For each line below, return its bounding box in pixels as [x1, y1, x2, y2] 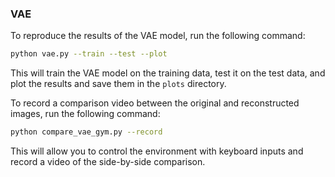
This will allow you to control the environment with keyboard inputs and [10, 145, 304, 157]
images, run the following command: [10, 108, 161, 120]
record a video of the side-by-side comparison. [10, 156, 206, 168]
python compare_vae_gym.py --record [10, 127, 163, 137]
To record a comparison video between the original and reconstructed [10, 97, 300, 109]
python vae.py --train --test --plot [10, 49, 168, 59]
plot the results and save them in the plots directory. [10, 78, 227, 90]
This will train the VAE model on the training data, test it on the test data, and [10, 67, 326, 79]
